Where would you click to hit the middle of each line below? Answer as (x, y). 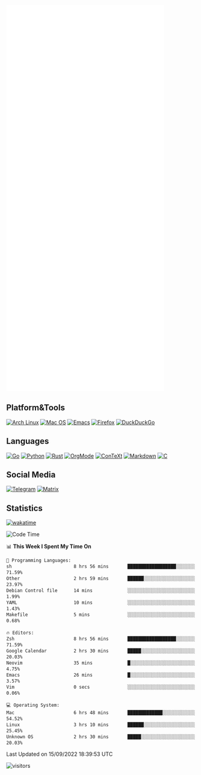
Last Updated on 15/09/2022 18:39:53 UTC (60, 754)
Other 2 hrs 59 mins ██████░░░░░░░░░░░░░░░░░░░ (101, 579)
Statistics (25, 508)
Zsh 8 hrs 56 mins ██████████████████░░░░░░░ (101, 639)
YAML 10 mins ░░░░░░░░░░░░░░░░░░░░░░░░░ (101, 603)
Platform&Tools (36, 408)
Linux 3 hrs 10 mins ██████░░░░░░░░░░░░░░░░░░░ (101, 725)
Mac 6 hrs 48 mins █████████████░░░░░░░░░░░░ (101, 713)
